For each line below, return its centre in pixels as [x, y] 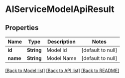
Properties [22, 28]
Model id [57, 50]
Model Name [62, 58]
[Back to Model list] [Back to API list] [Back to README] [62, 70]
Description [62, 42]
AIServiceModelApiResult [60, 9]
